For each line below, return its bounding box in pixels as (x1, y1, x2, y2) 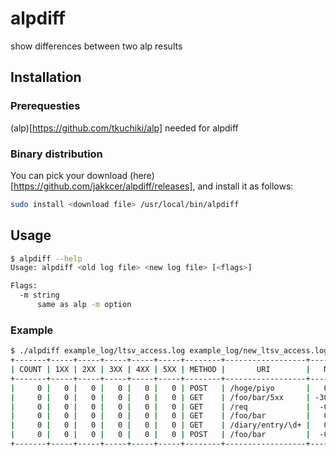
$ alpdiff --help (10, 253, 83, 264)
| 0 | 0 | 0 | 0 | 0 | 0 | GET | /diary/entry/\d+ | (10, 420, 312, 431)
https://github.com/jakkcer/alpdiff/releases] (13, 180, 193, 192)
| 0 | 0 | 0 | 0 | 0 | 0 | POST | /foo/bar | (10, 430, 312, 440)
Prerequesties (10, 99, 81, 113)
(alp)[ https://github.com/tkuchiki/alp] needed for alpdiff (10, 122, 239, 134)
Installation (10, 69, 82, 86)
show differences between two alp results (10, 40, 183, 52)
